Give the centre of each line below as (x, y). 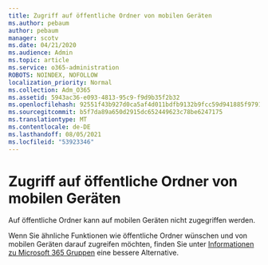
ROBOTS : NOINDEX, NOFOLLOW (53, 75)
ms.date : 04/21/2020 (43, 45)
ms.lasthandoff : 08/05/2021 (55, 134)
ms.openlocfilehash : (43, 105)
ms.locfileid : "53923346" (51, 142)
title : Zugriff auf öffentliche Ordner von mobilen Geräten (110, 16)
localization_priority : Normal (60, 82)
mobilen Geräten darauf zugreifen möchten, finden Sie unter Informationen (131, 244)
